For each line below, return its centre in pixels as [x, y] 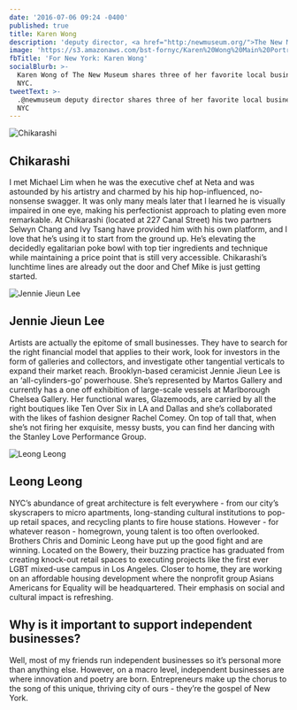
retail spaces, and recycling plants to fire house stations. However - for [150, 521]
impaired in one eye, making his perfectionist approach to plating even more [148, 211]
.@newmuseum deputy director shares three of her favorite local [140, 100]
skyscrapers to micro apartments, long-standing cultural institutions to [137, 512]
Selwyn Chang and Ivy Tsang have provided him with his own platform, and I [148, 229]
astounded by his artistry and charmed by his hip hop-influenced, [129, 192]
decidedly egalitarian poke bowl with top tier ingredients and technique [138, 248]
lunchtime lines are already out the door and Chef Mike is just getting [135, 267]
